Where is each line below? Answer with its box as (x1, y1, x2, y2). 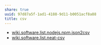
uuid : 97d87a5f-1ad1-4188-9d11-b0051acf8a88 (4, 12, 97, 17)
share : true (4, 7, 29, 12)
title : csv (4, 16, 27, 21)
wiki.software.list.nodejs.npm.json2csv (11, 30, 90, 36)
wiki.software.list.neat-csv (11, 35, 65, 41)
